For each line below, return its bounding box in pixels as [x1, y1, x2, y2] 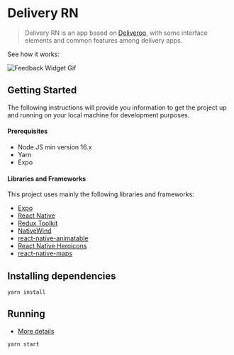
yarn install [7, 288, 46, 296]
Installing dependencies [7, 270, 116, 282]
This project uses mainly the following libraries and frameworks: [7, 190, 195, 198]
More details [17, 327, 55, 335]
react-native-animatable [17, 234, 89, 243]
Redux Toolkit [17, 219, 58, 228]
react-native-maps [17, 249, 73, 258]
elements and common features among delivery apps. [24, 36, 183, 44]
